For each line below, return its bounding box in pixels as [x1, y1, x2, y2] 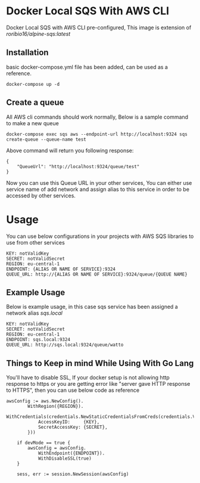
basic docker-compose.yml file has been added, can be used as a [6, 63, 168, 70]
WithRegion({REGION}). [27, 404, 84, 410]
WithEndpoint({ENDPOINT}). [37, 450, 105, 457]
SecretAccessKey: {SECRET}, [37, 425, 108, 431]
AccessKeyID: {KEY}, [37, 419, 100, 425]
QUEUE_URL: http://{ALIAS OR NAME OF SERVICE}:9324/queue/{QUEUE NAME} [6, 271, 187, 277]
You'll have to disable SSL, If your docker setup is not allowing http [6, 374, 170, 381]
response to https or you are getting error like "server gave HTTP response [6, 380, 190, 388]
